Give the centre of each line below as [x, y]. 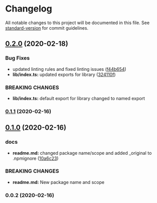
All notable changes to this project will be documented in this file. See [77, 23]
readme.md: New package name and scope [58, 182]
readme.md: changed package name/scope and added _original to [82, 153]
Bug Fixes [18, 58]
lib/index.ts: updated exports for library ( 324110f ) [64, 74]
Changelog [29, 9]
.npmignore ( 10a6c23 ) [35, 158]
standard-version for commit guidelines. [47, 28]
